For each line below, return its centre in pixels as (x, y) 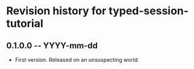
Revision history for (56, 11)
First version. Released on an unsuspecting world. (77, 60)
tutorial (25, 23)
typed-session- (149, 11)
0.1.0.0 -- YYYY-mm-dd (52, 46)
